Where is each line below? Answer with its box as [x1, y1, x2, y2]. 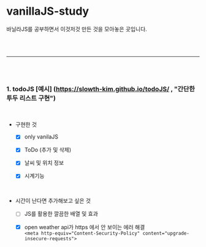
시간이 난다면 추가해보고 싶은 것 [15, 197, 91, 205]
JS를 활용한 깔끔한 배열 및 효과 [24, 210, 98, 218]
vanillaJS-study [6, 4, 90, 18]
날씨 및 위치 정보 [24, 159, 64, 167]
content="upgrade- [142, 230, 190, 237]
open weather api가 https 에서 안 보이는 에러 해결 [24, 223, 145, 230]
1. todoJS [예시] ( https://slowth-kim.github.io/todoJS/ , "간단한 [6, 85, 195, 93]
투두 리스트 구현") [6, 94, 56, 102]
